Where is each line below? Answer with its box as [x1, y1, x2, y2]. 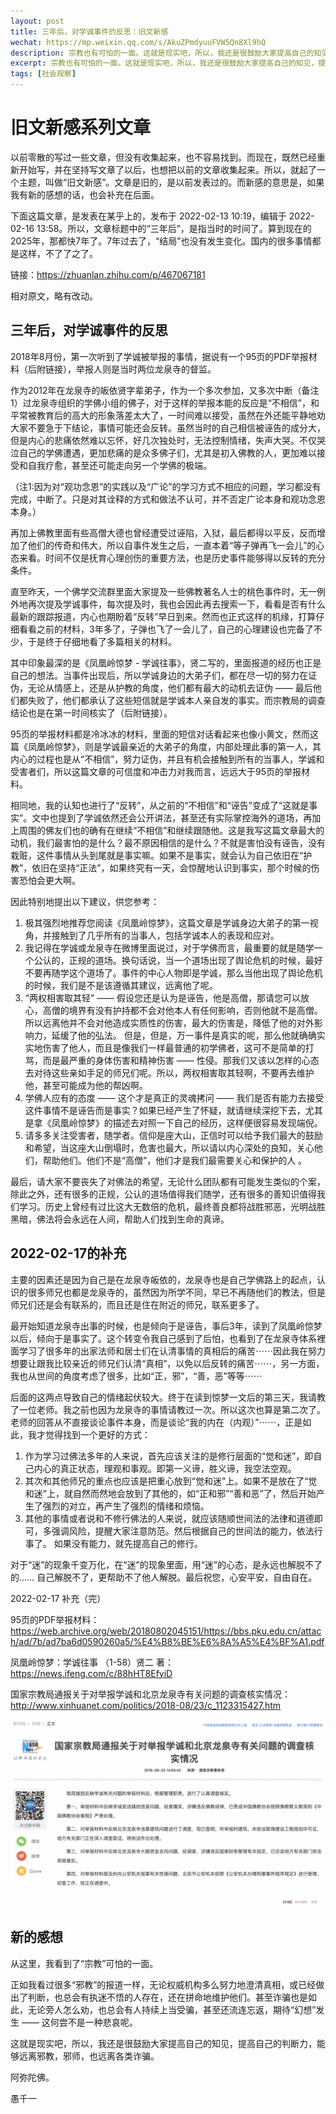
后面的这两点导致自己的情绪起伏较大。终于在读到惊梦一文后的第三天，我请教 [10, 1391, 326, 1403]
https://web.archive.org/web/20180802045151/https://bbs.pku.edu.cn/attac [10, 1625, 322, 1637]
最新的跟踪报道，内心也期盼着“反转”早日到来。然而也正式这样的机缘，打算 [10, 610, 317, 622]
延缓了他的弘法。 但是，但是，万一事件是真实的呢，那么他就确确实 [51, 1029, 326, 1041]
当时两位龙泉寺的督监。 [119, 363, 217, 375]
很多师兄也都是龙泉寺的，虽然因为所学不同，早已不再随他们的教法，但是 [27, 1286, 326, 1298]
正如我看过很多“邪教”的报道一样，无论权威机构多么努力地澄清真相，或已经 [10, 1978, 317, 1990]
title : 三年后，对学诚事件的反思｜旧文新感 [10, 26, 169, 37]
